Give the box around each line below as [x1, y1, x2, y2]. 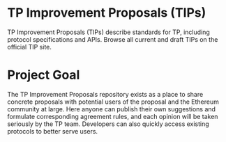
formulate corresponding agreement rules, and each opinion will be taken [7, 112, 218, 120]
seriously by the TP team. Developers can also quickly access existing [7, 120, 209, 128]
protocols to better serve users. [7, 127, 98, 135]
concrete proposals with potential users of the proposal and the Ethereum [7, 97, 220, 106]
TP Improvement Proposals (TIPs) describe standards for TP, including [7, 28, 211, 36]
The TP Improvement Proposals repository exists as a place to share [7, 90, 204, 98]
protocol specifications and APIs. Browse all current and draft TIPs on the [7, 35, 218, 43]
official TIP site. [7, 42, 52, 51]
